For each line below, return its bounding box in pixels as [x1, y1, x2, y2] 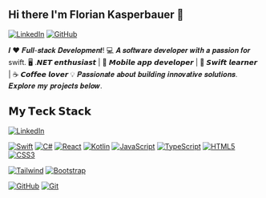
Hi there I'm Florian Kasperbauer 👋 [8, 8, 184, 22]
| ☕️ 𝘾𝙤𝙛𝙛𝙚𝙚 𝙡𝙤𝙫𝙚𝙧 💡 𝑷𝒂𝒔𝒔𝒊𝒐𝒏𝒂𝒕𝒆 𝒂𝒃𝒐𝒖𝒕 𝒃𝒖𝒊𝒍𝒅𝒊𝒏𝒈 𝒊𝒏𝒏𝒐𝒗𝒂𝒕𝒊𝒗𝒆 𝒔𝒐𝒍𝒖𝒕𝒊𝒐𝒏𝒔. [8, 69, 238, 79]
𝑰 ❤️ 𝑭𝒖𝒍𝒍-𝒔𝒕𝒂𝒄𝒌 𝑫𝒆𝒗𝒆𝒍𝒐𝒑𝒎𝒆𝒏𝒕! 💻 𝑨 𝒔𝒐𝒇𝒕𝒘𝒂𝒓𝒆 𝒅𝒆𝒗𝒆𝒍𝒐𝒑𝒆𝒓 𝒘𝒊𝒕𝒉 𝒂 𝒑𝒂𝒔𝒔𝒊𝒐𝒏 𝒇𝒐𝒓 [8, 45, 251, 55]
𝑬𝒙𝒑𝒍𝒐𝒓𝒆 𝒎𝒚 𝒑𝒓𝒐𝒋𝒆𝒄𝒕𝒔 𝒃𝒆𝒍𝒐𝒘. [8, 81, 103, 91]
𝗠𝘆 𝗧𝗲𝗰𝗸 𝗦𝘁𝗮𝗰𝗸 [8, 105, 92, 119]
